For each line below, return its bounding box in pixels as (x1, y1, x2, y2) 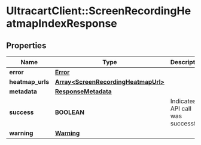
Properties (6, 40, 47, 51)
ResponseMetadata (54, 87, 112, 96)
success (9, 108, 34, 116)
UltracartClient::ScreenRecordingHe (6, 4, 191, 18)
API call (170, 105, 191, 112)
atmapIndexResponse (6, 17, 118, 30)
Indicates (170, 97, 196, 105)
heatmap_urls (9, 78, 50, 86)
